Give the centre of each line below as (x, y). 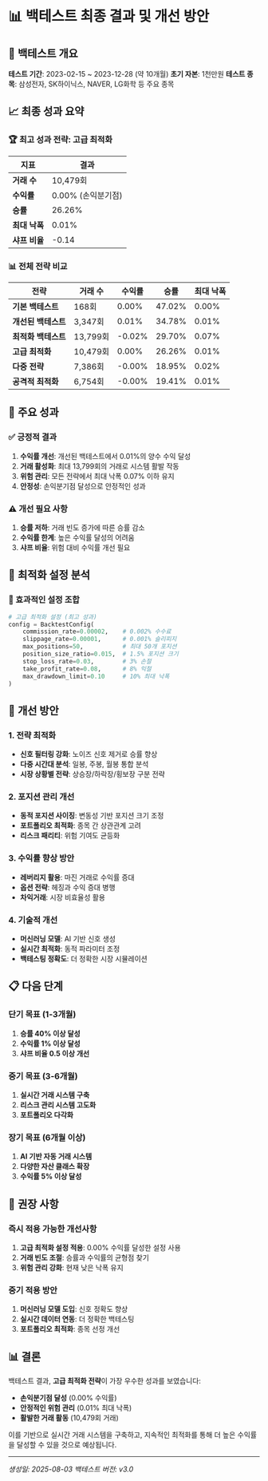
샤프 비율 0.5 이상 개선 (55, 1053)
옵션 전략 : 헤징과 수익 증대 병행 (67, 887)
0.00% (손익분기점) (87, 195)
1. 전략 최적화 (32, 735)
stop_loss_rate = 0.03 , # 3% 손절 (87, 661)
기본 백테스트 (35, 307)
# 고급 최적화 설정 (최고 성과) (53, 617)
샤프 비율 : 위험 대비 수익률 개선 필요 (75, 547)
